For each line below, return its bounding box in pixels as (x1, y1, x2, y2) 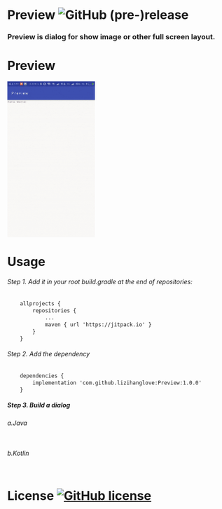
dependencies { (20, 372, 64, 379)
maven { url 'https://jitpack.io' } (44, 321, 152, 328)
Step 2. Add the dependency (7, 350, 90, 358)
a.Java (7, 419, 28, 427)
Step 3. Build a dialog (7, 401, 71, 410)
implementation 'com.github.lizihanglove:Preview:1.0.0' (32, 379, 202, 386)
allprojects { (20, 300, 61, 307)
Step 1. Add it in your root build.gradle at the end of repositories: (7, 277, 193, 286)
